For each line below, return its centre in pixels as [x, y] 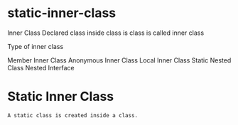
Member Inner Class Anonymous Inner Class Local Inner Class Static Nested [119, 60]
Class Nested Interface [41, 67]
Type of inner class [36, 46]
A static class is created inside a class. [73, 115]
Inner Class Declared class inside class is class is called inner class [106, 33]
